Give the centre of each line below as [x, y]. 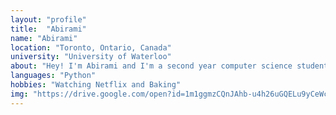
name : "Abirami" [44, 38]
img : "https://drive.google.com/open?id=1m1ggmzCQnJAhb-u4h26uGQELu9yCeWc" [171, 94]
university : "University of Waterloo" [91, 57]
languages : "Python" [53, 76]
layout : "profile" [48, 19]
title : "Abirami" [48, 29]
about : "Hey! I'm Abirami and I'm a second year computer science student [169, 66]
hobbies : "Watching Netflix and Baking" [96, 85]
